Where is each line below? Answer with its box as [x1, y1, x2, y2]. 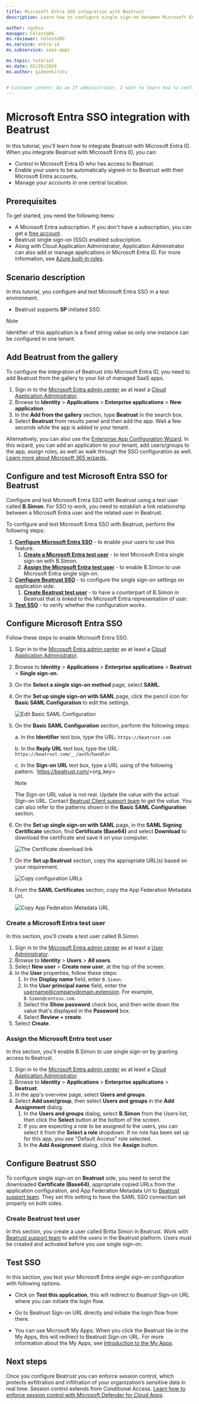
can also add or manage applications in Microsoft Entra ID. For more [14, 249, 181, 256]
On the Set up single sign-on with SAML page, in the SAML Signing [14, 821, 182, 828]
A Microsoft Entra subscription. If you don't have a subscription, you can [14, 224, 192, 231]
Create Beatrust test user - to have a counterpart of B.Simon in [23, 589, 179, 596]
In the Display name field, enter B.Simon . [23, 976, 123, 983]
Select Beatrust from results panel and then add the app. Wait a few [14, 417, 182, 424]
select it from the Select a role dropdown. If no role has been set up [23, 1129, 190, 1136]
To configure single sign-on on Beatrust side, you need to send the [6, 1174, 171, 1181]
